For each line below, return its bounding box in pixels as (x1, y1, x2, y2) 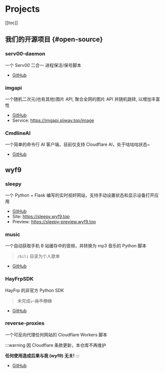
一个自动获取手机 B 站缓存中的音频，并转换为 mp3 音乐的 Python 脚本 (5, 243, 147, 249)
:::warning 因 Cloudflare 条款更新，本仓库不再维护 (5, 342, 106, 348)
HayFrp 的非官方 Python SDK (5, 287, 64, 293)
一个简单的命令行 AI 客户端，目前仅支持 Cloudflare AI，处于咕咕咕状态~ (5, 141, 150, 147)
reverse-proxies (5, 320, 45, 327)
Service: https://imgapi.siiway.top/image (12, 117, 95, 123)
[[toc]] (5, 20, 18, 26)
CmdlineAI (5, 130, 31, 136)
